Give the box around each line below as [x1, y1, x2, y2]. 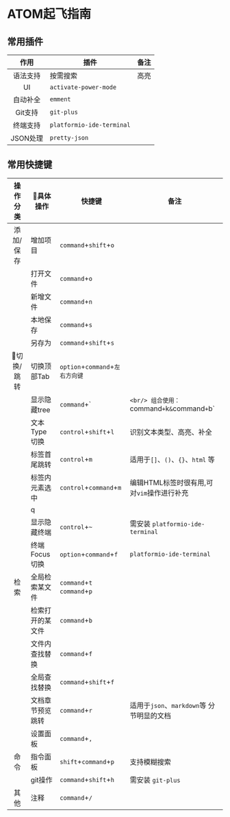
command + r [60, 705, 92, 715]
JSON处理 [10, 134, 43, 143]
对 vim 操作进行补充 [129, 488, 189, 498]
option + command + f [60, 549, 118, 559]
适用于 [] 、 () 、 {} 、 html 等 [129, 454, 216, 464]
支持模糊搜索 [129, 757, 171, 766]
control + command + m [60, 483, 122, 492]
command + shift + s [60, 337, 115, 347]
